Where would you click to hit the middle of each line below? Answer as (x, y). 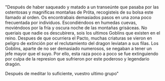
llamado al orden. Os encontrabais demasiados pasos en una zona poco (78, 17)
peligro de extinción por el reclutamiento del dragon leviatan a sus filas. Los (82, 43)
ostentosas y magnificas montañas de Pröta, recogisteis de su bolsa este (79, 12)
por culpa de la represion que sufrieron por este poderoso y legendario (77, 59)
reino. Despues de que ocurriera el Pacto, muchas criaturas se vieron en (79, 38)
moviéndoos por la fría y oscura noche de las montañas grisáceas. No (76, 28)
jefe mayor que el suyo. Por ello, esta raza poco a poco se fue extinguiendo (82, 54)
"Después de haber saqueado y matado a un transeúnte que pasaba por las (82, 7)
